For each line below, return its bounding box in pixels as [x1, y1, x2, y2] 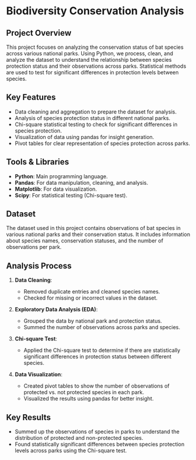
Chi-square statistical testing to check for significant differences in [14, 121, 178, 128]
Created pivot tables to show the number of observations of [23, 382, 170, 390]
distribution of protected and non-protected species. [14, 434, 144, 442]
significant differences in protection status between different [23, 353, 172, 360]
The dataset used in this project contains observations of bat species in [6, 225, 181, 232]
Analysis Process [6, 260, 72, 271]
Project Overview [6, 28, 72, 38]
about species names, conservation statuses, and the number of [6, 237, 164, 244]
